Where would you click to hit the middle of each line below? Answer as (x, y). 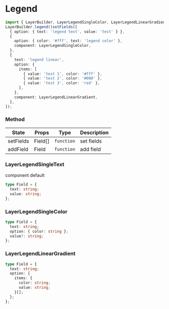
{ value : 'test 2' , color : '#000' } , (63, 79)
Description (95, 133)
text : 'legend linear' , (39, 59)
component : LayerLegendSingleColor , (53, 46)
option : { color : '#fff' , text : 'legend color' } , (68, 41)
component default (25, 175)
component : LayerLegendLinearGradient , (56, 97)
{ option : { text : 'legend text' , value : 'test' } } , (67, 32)
